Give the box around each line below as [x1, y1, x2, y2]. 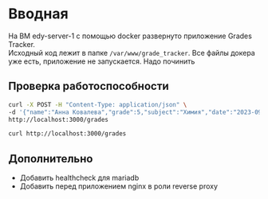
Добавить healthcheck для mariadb [19, 173, 140, 183]
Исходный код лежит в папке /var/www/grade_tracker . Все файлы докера [8, 48, 255, 57]
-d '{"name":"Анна [8, 108, 69, 116]
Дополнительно [8, 152, 93, 166]
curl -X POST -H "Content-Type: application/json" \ [8, 100, 187, 108]
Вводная [8, 5, 69, 23]
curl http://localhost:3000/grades [8, 130, 127, 138]
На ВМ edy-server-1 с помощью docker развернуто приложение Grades [8, 31, 253, 41]
